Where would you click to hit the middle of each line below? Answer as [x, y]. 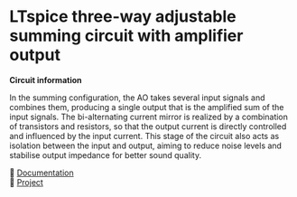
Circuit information [46, 80]
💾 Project [26, 182]
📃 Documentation [42, 173]
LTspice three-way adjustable [123, 17]
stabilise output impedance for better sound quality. [105, 155]
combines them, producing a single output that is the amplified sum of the [147, 107]
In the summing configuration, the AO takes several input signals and [137, 98]
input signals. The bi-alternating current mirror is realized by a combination [149, 117]
